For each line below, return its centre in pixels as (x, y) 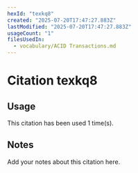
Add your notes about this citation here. (64, 162)
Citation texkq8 (52, 81)
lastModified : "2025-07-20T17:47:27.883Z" (69, 27)
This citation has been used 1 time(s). (61, 123)
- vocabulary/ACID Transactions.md (65, 46)
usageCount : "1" (31, 33)
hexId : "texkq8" (31, 14)
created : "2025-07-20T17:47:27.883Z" (62, 20)
